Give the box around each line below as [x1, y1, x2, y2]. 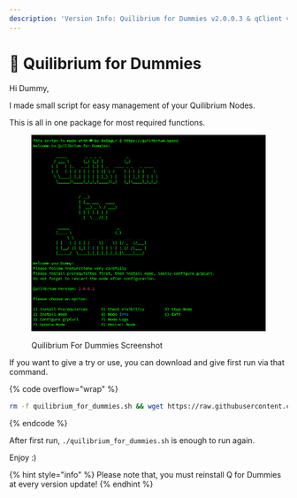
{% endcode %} [9, 418, 68, 428]
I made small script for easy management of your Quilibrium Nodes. [9, 100, 256, 111]
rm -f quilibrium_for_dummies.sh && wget [9, 402, 164, 410]
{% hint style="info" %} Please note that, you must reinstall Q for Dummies [9, 469, 281, 479]
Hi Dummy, [9, 82, 49, 93]
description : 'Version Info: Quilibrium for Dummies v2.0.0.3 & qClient [9, 14, 283, 23]
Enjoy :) [9, 452, 37, 463]
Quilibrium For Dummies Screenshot [31, 340, 164, 350]
